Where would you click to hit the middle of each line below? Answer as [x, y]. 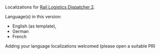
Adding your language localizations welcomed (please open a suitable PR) [80, 46]
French [19, 37]
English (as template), [34, 26]
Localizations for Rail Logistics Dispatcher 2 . [50, 7]
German [20, 31]
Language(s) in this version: [33, 16]
